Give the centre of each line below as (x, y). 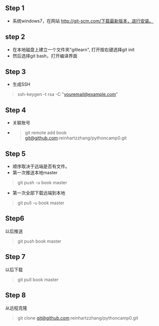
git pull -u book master (41, 203)
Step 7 (15, 257)
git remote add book (46, 133)
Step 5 (15, 154)
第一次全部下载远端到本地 (39, 193)
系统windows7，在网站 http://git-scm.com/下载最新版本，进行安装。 (83, 21)
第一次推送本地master (35, 173)
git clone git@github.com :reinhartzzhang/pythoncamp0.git (78, 318)
